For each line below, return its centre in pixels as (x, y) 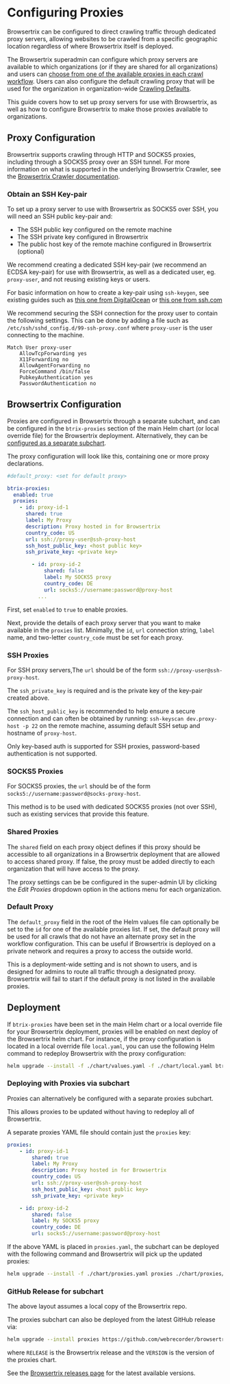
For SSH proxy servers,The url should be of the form (82, 670)
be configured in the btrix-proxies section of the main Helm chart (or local (113, 428)
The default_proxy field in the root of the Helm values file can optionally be (113, 922)
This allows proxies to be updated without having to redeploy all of (101, 1111)
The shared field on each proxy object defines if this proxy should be (104, 847)
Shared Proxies (33, 832)
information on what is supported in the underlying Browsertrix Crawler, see (114, 169)
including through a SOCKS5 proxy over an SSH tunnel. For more (99, 162)
